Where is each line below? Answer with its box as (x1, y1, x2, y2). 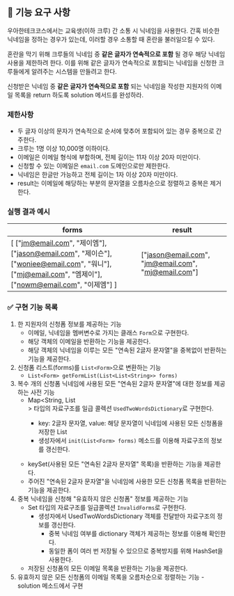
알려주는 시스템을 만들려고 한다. (31, 67, 117, 75)
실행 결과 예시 (7, 207, 51, 217)
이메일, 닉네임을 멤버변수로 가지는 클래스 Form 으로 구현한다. (27, 328, 189, 337)
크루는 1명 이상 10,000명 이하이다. (17, 145, 110, 153)
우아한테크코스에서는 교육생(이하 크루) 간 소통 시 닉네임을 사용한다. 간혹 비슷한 (7, 26, 220, 35)
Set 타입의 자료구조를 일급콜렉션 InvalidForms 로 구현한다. (27, 503, 187, 511)
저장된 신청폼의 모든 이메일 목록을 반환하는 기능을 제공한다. (27, 564, 188, 572)
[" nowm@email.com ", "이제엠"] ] (10, 280, 118, 290)
